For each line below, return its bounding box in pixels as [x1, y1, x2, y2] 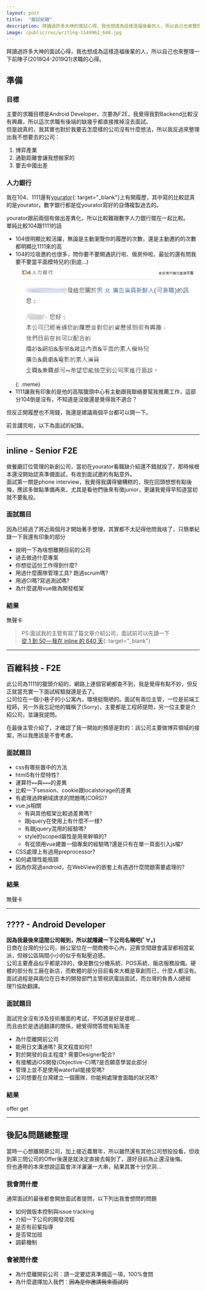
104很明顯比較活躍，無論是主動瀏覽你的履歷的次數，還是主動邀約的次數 [15, 235, 197, 243]
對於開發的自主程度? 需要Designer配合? [15, 1051, 115, 1058]
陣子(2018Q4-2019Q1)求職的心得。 [17, 55, 105, 63]
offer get [6, 1105, 29, 1112]
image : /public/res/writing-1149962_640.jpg [6, 29, 122, 36]
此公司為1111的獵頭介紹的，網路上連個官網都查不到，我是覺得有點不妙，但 [6, 680, 193, 688]
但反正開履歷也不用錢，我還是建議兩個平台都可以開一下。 [6, 409, 151, 416]
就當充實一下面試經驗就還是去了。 [11, 688, 98, 695]
